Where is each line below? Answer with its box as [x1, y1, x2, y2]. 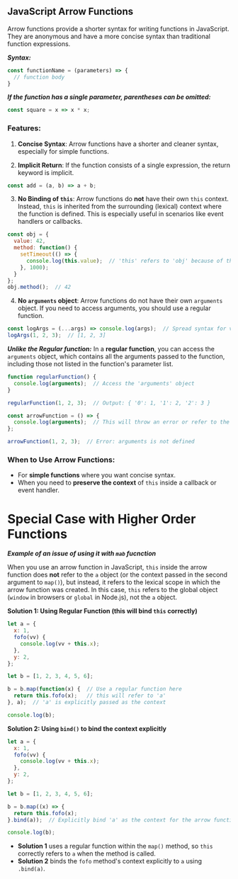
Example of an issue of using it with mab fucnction [7, 549, 157, 558]
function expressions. [7, 39, 71, 48]
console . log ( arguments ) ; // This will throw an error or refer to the [13, 419, 230, 426]
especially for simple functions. [17, 147, 110, 155]
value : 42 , [13, 237, 46, 245]
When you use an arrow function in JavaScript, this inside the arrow [7, 563, 208, 572]
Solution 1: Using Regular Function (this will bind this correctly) [7, 607, 198, 616]
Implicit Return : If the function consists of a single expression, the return [17, 161, 231, 169]
